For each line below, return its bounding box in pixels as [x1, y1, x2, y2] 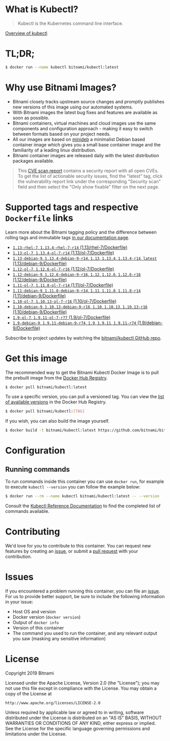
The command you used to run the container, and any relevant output [12, 630, 158, 636]
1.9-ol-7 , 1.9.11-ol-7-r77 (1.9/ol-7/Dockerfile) [12, 314, 111, 320]
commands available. [5, 508, 50, 514]
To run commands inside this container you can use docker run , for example [5, 478, 164, 485]
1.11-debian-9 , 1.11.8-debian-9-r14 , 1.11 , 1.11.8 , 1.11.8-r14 [12, 287, 141, 293]
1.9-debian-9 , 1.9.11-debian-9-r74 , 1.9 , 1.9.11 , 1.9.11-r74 [12, 319, 137, 325]
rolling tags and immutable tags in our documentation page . [5, 234, 130, 240]
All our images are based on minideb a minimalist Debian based [12, 136, 145, 142]
